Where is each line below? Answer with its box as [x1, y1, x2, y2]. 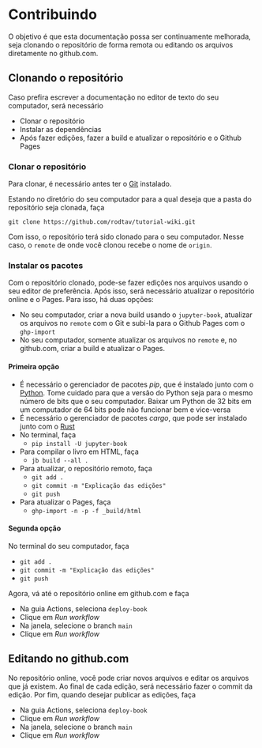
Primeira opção [8, 361, 59, 371]
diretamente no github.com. [8, 48, 99, 58]
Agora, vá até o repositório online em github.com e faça [8, 588, 189, 598]
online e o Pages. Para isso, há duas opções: [8, 295, 154, 304]
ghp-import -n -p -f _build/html [31, 507, 142, 515]
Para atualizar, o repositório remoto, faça [19, 463, 152, 473]
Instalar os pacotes [8, 259, 84, 270]
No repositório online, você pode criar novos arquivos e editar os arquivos [8, 673, 249, 682]
